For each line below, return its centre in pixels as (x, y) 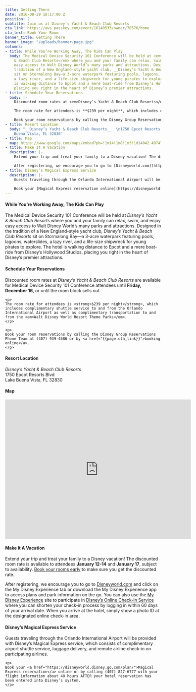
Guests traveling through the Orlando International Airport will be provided (81, 638)
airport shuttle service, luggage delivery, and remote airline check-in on (78, 649)
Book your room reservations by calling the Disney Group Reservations (80, 334)
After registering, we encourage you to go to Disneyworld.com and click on (82, 584)
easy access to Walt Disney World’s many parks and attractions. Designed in (83, 226)
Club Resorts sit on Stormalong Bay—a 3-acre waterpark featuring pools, (80, 237)
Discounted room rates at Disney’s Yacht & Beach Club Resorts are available (83, 280)
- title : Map (19, 138)
